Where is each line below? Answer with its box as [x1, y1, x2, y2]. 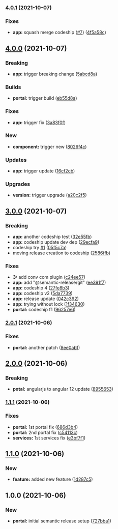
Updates [5, 156, 27, 163]
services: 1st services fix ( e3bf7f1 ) [12, 434, 86, 441]
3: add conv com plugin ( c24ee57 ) [12, 274, 85, 280]
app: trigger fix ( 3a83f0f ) [12, 119, 66, 126]
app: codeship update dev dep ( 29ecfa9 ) [12, 239, 100, 245]
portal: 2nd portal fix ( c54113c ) [12, 429, 78, 435]
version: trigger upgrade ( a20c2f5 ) [12, 192, 87, 198]
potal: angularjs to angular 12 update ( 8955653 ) [12, 386, 113, 392]
